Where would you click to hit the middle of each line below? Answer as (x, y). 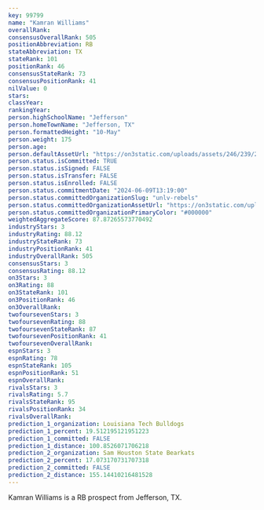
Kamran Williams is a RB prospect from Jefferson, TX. (95, 497)
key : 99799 (26, 15)
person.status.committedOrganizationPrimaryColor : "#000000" (110, 213)
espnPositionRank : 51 (44, 373)
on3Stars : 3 (27, 278)
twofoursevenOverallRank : (50, 344)
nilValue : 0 (27, 88)
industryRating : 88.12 (45, 235)
